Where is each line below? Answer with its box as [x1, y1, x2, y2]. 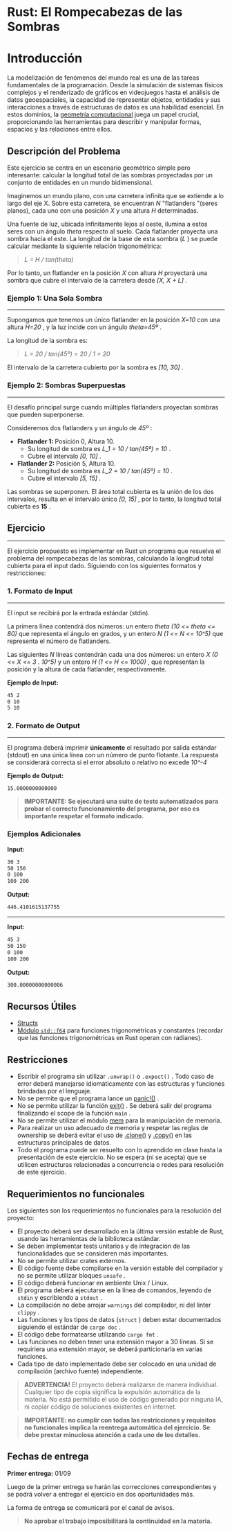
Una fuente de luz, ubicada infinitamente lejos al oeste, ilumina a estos [7, 220, 208, 228]
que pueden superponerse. [7, 410, 85, 419]
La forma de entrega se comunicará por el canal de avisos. [7, 1503, 175, 1511]
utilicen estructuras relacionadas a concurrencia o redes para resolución [17, 1161, 224, 1169]
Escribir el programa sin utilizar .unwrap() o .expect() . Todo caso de [17, 1072, 214, 1081]
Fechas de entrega [7, 1451, 89, 1463]
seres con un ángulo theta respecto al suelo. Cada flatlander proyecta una [7, 227, 218, 236]
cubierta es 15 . [7, 502, 51, 510]
